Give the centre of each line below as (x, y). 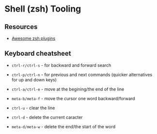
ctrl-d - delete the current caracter (47, 117)
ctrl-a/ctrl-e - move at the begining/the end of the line (68, 89)
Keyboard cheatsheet (38, 53)
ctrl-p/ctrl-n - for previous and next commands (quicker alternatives (82, 74)
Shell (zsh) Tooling (43, 9)
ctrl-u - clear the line (33, 108)
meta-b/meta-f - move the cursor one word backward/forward (73, 98)
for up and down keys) (34, 80)
